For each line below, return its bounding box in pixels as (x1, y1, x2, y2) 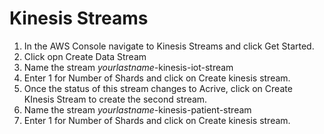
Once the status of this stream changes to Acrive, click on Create (23, 82, 293, 94)
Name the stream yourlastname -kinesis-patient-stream (23, 103, 252, 116)
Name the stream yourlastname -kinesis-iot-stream (23, 61, 234, 73)
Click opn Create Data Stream (23, 50, 147, 62)
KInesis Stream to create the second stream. (23, 93, 208, 105)
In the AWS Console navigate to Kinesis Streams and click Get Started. (23, 40, 315, 52)
